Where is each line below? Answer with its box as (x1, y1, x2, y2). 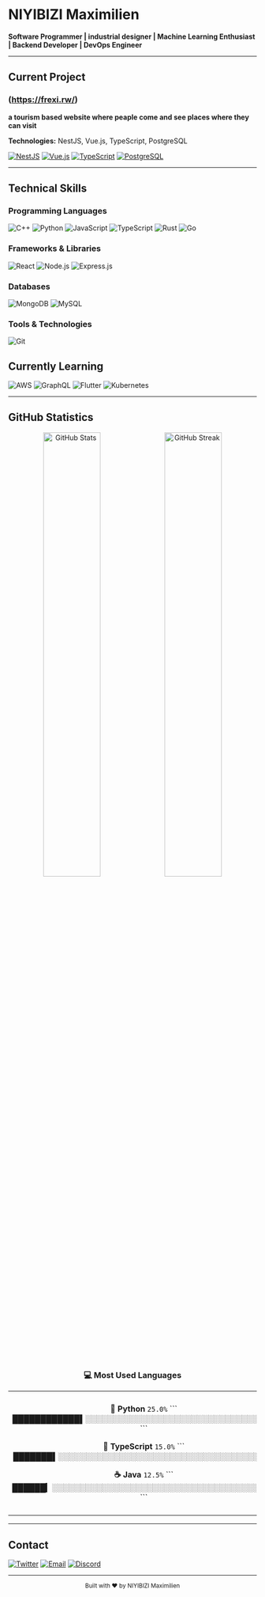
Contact (8, 1538, 49, 1552)
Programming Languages (8, 205, 108, 216)
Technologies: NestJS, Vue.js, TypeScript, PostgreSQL (8, 136, 188, 146)
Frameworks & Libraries (8, 243, 101, 254)
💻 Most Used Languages (83, 1369, 182, 1380)
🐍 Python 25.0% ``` (110, 1403, 177, 1414)
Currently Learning (8, 359, 104, 373)
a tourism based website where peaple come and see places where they (8, 112, 250, 122)
